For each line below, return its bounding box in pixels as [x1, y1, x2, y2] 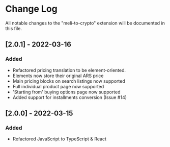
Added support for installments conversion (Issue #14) [12, 94, 127, 100]
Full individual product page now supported [12, 83, 104, 89]
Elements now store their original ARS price [12, 72, 104, 79]
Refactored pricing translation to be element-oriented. [12, 67, 126, 73]
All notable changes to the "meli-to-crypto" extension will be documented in [5, 20, 165, 26]
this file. [5, 25, 22, 31]
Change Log [5, 3, 58, 15]
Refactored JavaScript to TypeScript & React [12, 136, 107, 142]
